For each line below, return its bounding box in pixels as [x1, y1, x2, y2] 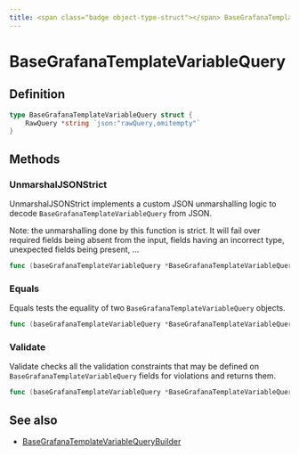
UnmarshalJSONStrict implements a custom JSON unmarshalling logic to [9, 198, 277, 209]
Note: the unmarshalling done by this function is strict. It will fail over [9, 224, 261, 236]
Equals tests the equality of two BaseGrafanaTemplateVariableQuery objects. [9, 303, 287, 313]
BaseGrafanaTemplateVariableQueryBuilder [21, 435, 182, 446]
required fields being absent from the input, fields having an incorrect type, [9, 234, 285, 245]
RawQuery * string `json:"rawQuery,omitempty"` [25, 118, 201, 127]
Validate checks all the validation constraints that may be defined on [9, 362, 260, 372]
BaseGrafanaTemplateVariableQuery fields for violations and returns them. [9, 370, 277, 381]
